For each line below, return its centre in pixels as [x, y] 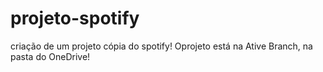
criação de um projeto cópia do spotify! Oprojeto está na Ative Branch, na [161, 46]
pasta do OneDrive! [50, 56]
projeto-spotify [75, 18]
